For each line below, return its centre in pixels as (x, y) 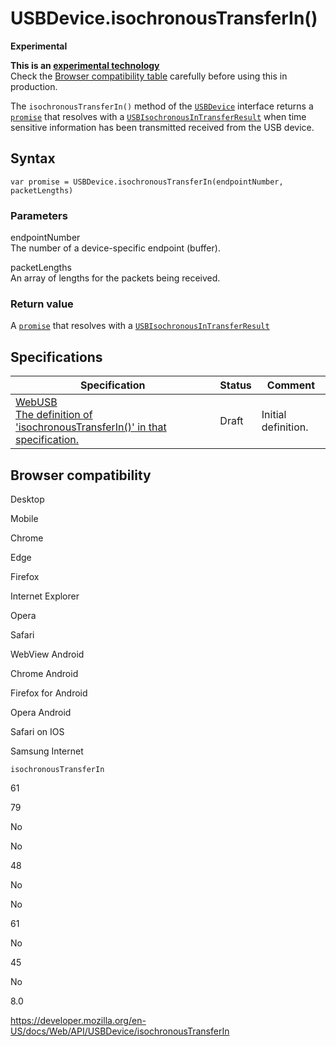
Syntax (33, 158)
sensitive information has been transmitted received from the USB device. (162, 127)
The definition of (54, 415)
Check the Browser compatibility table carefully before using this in (149, 76)
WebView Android (47, 654)
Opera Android (41, 712)
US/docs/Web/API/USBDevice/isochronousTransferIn (120, 1031)
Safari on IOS (37, 731)
